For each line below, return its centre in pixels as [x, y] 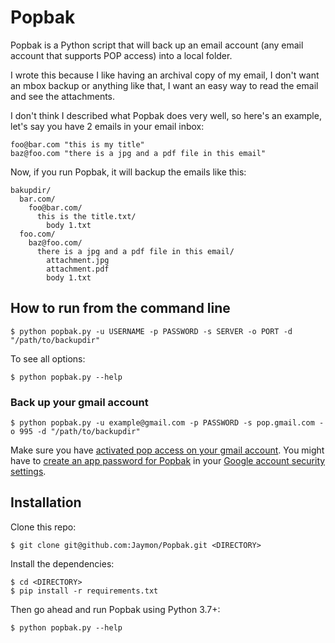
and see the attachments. [63, 96]
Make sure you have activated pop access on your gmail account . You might [167, 450]
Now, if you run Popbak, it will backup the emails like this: [128, 172]
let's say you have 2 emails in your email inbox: [107, 126]
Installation [46, 502]
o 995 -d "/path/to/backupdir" [75, 432]
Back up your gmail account [79, 402]
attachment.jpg [78, 260]
